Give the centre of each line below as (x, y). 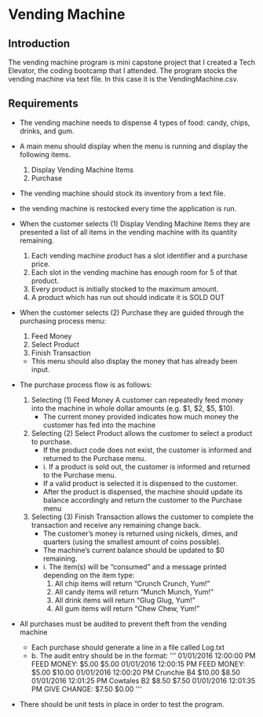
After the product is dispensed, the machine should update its (143, 492)
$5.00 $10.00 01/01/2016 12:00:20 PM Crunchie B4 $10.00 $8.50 (136, 672)
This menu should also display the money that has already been (134, 361)
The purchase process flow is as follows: (86, 384)
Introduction (39, 44)
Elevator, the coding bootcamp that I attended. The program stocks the (123, 71)
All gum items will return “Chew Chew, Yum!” (127, 608)
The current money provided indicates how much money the (141, 416)
